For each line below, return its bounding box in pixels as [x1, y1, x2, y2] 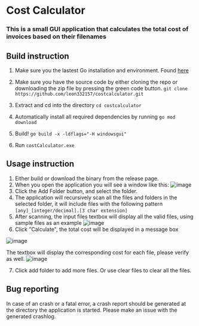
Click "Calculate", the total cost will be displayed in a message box [14, 226, 179, 233]
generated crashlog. [6, 312, 56, 320]
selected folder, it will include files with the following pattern [14, 200, 163, 207]
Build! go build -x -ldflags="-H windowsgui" [14, 130, 127, 137]
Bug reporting [6, 284, 59, 294]
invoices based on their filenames [6, 32, 106, 41]
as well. [6, 255, 25, 262]
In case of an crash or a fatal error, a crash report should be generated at [6, 300, 186, 307]
